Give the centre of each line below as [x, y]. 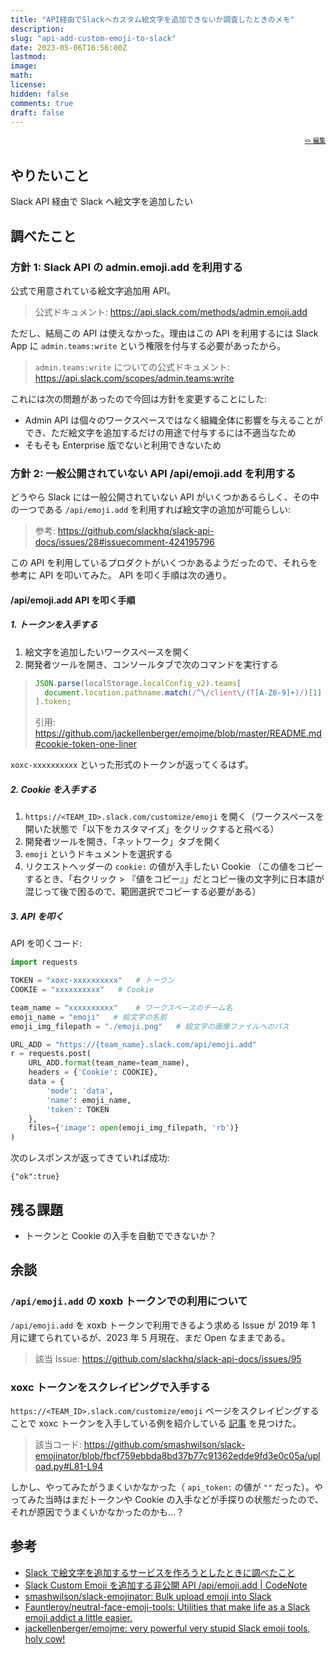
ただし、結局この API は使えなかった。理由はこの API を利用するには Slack [164, 333]
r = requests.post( [51, 1054]
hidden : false [40, 94]
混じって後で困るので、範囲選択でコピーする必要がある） [143, 892]
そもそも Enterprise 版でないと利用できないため [123, 445]
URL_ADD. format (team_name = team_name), [109, 1063]
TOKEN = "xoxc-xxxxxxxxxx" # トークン [92, 981]
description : [37, 29]
